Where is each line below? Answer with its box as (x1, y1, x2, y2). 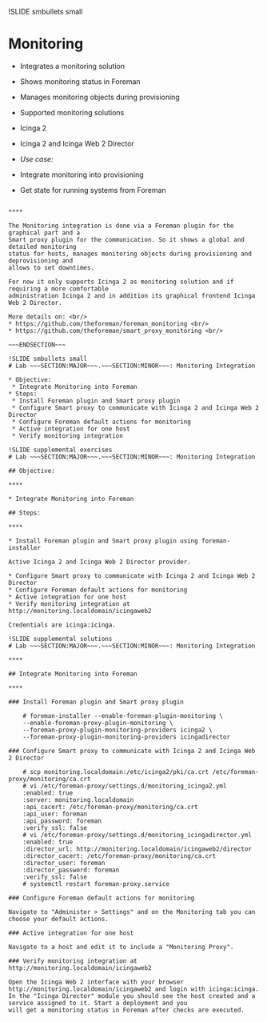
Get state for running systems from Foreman (19, 185, 166, 194)
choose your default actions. (8, 915, 110, 923)
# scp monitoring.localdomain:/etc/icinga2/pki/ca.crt (22, 768, 209, 776)
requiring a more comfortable (8, 284, 110, 293)
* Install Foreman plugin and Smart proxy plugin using (8, 536, 198, 545)
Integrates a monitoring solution (19, 61, 126, 70)
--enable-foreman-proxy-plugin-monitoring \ (22, 719, 173, 727)
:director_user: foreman (22, 859, 106, 867)
